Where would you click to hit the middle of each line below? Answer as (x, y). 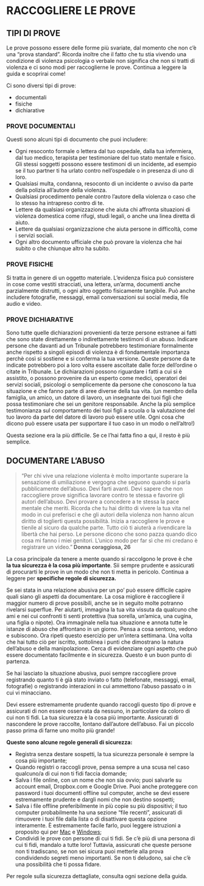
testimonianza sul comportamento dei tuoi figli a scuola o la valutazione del (100, 410)
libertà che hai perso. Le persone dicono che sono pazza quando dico (109, 534)
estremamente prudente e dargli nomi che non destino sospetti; (95, 799)
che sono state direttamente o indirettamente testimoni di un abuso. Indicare (102, 339)
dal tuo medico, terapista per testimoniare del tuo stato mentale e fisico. (105, 158)
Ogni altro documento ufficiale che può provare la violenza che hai (99, 242)
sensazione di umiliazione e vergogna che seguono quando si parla (106, 482)
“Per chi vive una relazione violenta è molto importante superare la (105, 475)
